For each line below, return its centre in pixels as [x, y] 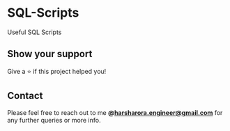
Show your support [50, 54]
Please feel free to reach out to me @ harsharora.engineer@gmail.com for [115, 112]
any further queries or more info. [54, 120]
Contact [25, 96]
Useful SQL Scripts [34, 32]
